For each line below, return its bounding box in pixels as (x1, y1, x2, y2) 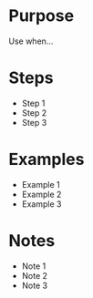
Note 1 (21, 261, 46, 272)
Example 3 (21, 198, 62, 210)
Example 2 (21, 189, 62, 200)
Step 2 (21, 107, 47, 118)
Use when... (8, 36, 54, 46)
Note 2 (21, 270, 47, 281)
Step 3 (21, 117, 47, 128)
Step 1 (21, 98, 46, 108)
